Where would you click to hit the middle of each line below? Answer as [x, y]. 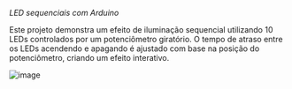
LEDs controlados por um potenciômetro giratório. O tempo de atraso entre [146, 39]
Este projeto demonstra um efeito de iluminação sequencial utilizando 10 [141, 30]
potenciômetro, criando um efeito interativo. [89, 58]
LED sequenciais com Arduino [64, 13]
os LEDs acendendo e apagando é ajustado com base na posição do [134, 48]
